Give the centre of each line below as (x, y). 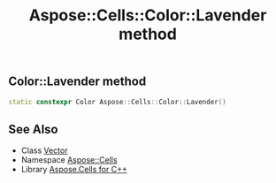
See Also (33, 129)
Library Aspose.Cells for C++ (74, 170)
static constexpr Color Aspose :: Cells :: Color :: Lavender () (117, 102)
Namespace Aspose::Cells (69, 160)
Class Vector (44, 150)
